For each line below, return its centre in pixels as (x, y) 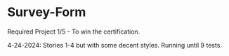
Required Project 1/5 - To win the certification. (74, 31)
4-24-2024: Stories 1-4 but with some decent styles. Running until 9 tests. (115, 45)
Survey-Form (47, 12)
